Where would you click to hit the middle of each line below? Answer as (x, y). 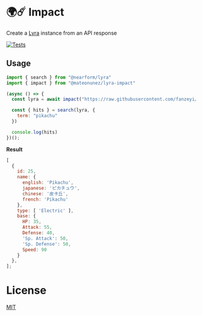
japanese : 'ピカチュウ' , (51, 188)
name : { (26, 177)
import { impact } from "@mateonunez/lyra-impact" (71, 83)
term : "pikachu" (38, 116)
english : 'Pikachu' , (48, 183)
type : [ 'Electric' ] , (45, 211)
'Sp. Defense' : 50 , (46, 244)
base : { (26, 216)
